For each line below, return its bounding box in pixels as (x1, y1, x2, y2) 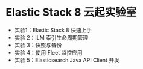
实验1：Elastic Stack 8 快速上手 (14, 26, 92, 34)
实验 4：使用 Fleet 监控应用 (14, 49, 83, 56)
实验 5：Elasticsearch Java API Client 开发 (14, 56, 120, 64)
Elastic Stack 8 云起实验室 (5, 5, 137, 19)
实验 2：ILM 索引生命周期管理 (14, 34, 89, 41)
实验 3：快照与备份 (14, 41, 62, 49)
